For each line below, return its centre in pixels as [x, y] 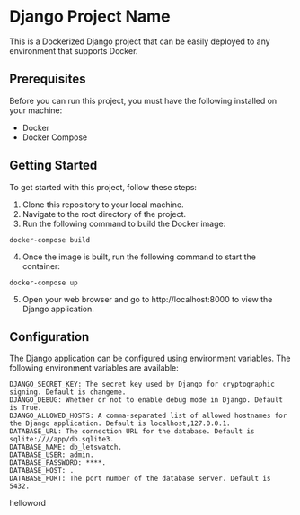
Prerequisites [48, 79]
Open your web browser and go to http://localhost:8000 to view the [147, 299]
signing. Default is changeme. [68, 392]
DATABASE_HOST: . [42, 471]
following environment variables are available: [94, 368]
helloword [28, 503]
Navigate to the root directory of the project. [104, 214]
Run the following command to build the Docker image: [124, 223]
